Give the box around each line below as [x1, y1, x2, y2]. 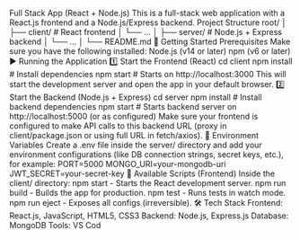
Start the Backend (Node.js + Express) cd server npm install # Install [9, 92, 262, 102]
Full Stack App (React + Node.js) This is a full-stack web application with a [9, 8, 286, 18]
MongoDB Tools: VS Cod [9, 220, 101, 230]
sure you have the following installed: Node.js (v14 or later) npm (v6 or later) [9, 46, 291, 57]
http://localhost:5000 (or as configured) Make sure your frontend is [9, 111, 259, 121]
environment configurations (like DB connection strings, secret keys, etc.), [9, 149, 285, 160]
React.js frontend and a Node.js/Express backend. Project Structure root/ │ [9, 17, 287, 28]
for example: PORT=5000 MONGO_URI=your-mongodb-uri [9, 159, 226, 169]
